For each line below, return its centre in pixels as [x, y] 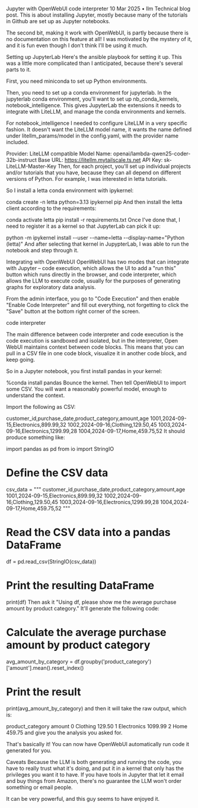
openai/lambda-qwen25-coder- [152, 154]
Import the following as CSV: [41, 407]
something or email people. [39, 787]
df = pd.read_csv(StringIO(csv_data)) [51, 561]
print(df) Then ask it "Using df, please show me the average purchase [91, 602]
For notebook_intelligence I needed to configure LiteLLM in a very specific [97, 123]
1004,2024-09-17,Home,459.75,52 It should [132, 431]
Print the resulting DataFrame [80, 586]
